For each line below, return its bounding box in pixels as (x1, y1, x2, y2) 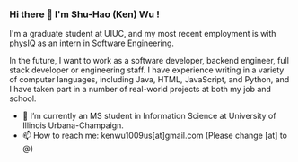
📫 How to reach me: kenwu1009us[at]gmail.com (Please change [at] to (22, 130, 287, 141)
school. (9, 93, 37, 104)
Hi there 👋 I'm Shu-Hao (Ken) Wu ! (9, 8, 160, 21)
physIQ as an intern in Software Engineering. (9, 38, 175, 48)
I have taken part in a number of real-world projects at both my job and (9, 84, 272, 95)
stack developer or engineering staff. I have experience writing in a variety (9, 64, 285, 75)
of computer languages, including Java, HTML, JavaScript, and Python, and (9, 74, 290, 85)
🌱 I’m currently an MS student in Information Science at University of (22, 111, 276, 122)
